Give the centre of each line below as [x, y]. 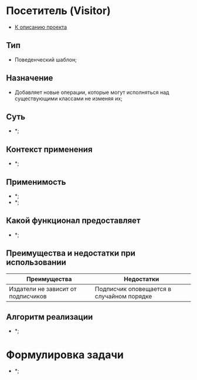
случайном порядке [123, 296]
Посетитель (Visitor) [58, 11]
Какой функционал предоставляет [73, 221]
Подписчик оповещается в [133, 289]
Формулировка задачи [65, 354]
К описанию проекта [41, 27]
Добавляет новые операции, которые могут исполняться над [92, 92]
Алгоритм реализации [50, 317]
